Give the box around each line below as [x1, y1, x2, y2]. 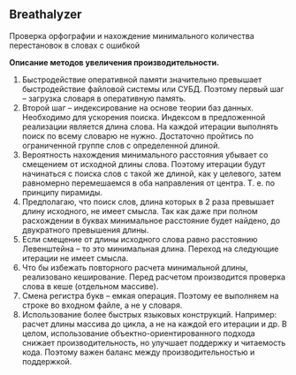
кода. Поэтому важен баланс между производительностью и [21, 347, 255, 357]
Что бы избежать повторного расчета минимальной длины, [21, 262, 249, 272]
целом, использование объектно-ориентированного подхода [21, 327, 255, 339]
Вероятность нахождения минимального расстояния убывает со [21, 149, 269, 160]
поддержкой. [21, 356, 72, 366]
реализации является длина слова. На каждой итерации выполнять [21, 121, 278, 132]
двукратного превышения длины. [21, 225, 149, 235]
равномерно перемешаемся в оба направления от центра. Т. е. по [21, 177, 276, 188]
